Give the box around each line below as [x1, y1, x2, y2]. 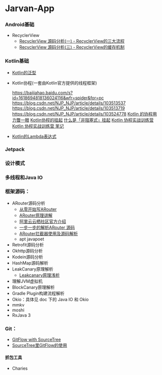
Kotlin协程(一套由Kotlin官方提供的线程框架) [12, 80, 97, 85]
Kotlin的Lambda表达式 [12, 133, 57, 139]
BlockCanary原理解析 [12, 284, 55, 290]
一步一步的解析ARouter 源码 [19, 224, 75, 230]
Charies [12, 365, 28, 372]
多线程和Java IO [5, 174, 43, 181]
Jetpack [5, 146, 25, 153]
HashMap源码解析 [12, 260, 48, 266]
